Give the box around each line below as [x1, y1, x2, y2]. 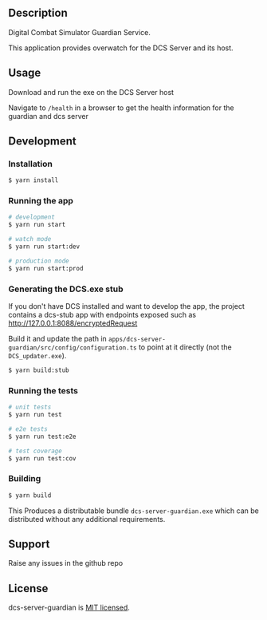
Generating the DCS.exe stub [8, 283, 124, 294]
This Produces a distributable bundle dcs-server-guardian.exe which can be [8, 506, 259, 515]
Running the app [8, 195, 74, 207]
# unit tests [8, 403, 52, 412]
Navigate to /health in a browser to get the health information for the [8, 103, 234, 113]
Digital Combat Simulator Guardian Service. [8, 27, 151, 37]
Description [8, 6, 68, 20]
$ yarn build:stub [8, 366, 69, 374]
